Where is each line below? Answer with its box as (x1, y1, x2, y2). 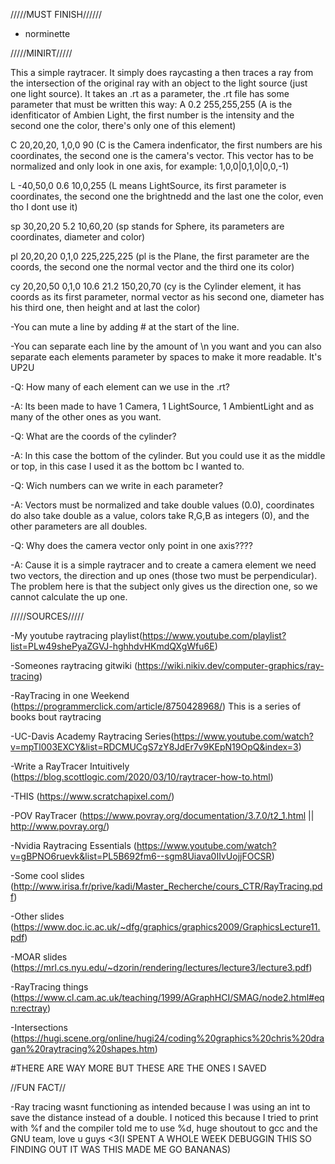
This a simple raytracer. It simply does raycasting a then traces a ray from (10, 67, 314, 78)
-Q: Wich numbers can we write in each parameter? (10, 480, 224, 491)
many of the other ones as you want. (10, 411, 162, 423)
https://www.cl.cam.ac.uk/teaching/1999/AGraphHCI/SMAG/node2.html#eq (13, 992, 325, 1003)
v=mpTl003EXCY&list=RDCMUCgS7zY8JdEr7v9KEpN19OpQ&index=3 (10, 741, 299, 753)
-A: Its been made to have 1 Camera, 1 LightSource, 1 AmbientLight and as (10, 400, 315, 412)
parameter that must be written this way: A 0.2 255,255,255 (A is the (10, 99, 293, 110)
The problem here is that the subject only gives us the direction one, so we (10, 580, 318, 592)
